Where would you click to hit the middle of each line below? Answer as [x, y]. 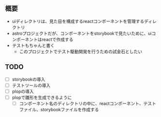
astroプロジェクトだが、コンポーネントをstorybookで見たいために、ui [82, 33]
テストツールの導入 [31, 85]
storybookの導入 [29, 79]
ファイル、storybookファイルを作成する [59, 109]
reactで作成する [58, 39]
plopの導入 [23, 91]
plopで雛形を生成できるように [42, 97]
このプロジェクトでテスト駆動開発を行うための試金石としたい [81, 51]
